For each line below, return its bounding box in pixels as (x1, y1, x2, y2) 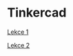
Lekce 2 (7, 41, 30, 49)
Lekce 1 (7, 28, 29, 36)
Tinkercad (7, 5, 67, 21)
